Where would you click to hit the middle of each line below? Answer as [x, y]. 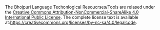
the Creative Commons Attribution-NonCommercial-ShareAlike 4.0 [72, 12]
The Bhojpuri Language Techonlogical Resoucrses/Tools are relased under [80, 7]
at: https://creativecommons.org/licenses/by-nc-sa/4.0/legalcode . [71, 22]
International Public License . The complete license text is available [72, 17]
